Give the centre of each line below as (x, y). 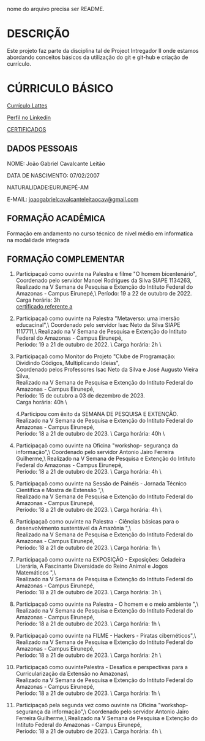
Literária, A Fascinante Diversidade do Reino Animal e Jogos (92, 566)
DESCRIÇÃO (38, 34)
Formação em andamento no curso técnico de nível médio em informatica (100, 233)
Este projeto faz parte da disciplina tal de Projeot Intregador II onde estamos (103, 50)
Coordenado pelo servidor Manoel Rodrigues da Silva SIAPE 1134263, (104, 280)
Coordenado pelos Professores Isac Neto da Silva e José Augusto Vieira (107, 370)
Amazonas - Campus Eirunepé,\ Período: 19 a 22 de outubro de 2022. (104, 294)
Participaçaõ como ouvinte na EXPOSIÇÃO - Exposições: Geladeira (100, 560)
